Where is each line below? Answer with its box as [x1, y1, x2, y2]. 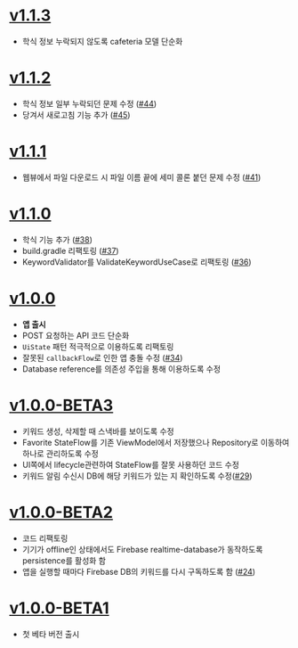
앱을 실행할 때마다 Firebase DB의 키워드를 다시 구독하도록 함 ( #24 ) [21, 566, 256, 577]
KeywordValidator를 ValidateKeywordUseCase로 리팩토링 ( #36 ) [21, 256, 252, 267]
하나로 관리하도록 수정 [21, 447, 100, 459]
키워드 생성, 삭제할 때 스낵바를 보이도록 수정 [21, 425, 175, 437]
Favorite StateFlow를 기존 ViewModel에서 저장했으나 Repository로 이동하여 [21, 437, 290, 447]
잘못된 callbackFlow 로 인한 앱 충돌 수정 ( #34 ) [21, 352, 183, 363]
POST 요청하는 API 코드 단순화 [21, 330, 130, 340]
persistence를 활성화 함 [21, 554, 107, 566]
